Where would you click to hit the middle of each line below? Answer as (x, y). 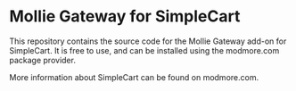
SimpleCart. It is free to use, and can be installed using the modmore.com (144, 50)
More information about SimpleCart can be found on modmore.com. (134, 77)
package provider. (42, 60)
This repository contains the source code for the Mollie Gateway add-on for (148, 41)
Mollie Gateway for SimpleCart (125, 17)
